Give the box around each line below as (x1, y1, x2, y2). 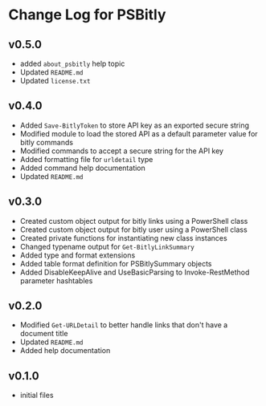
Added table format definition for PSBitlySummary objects (19, 258, 212, 268)
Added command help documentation (19, 163, 146, 173)
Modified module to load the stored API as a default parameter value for (19, 128, 259, 138)
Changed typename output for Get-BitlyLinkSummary (19, 242, 194, 251)
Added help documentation (19, 346, 111, 355)
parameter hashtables (19, 275, 93, 286)
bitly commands (19, 137, 74, 147)
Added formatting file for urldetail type (19, 154, 153, 164)
